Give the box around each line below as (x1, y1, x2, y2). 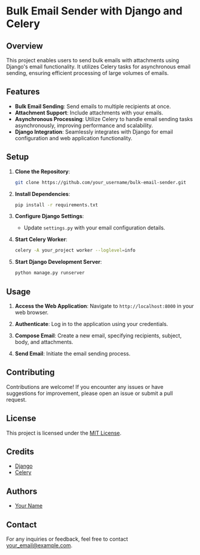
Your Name (14, 502, 43, 509)
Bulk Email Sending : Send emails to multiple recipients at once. (14, 102, 171, 110)
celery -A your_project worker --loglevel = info (14, 248, 136, 254)
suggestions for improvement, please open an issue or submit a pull (6, 390, 173, 397)
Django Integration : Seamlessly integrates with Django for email (14, 128, 173, 135)
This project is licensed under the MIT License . (6, 429, 122, 436)
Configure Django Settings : (14, 213, 84, 220)
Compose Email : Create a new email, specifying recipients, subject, (14, 331, 182, 339)
